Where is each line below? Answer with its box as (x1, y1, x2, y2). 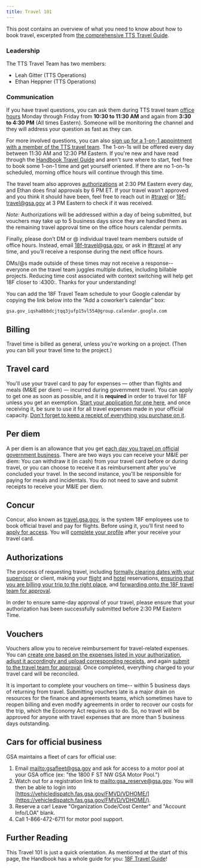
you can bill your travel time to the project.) (6, 347, 112, 354)
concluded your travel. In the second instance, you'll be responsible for (6, 470, 182, 477)
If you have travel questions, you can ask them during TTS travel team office (6, 106, 194, 114)
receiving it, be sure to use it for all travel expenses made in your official (6, 405, 184, 412)
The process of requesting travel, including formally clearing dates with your (6, 569, 195, 576)
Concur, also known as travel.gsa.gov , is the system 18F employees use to (6, 516, 190, 523)
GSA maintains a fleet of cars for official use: (6, 753, 117, 760)
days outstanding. (6, 720, 51, 727)
